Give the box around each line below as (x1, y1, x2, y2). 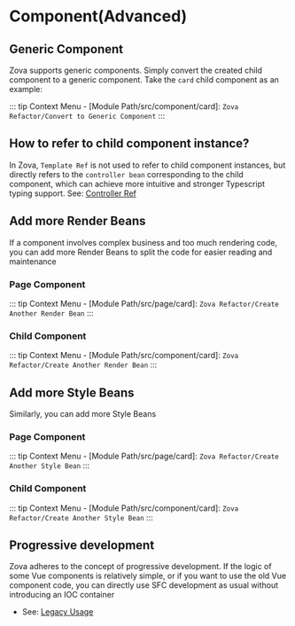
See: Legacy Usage (21, 606, 94, 617)
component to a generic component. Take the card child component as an (9, 74, 279, 85)
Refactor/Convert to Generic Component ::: (9, 111, 166, 121)
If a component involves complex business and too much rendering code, (9, 237, 277, 247)
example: (9, 84, 43, 94)
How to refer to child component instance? (9, 136, 250, 152)
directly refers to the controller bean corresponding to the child (9, 168, 244, 179)
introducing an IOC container (9, 590, 115, 600)
